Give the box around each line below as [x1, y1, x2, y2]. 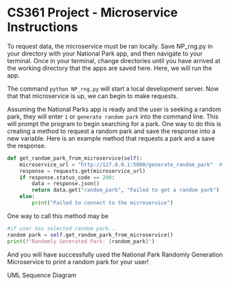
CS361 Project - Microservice [7, 5, 179, 21]
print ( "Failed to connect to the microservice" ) [32, 200, 174, 206]
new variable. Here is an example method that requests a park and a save [7, 134, 215, 142]
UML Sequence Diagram [7, 271, 77, 279]
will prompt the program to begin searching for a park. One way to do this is [7, 119, 222, 128]
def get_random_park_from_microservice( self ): [7, 154, 143, 162]
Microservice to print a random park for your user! [7, 257, 149, 265]
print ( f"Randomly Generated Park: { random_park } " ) [7, 238, 155, 245]
